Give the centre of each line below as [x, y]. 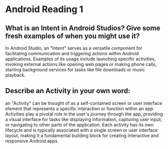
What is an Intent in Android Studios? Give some [83, 28]
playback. [15, 75]
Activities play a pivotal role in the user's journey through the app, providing [84, 114]
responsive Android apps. [32, 141]
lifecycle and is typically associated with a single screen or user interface [81, 130]
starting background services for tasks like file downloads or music [75, 70]
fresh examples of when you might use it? [73, 36]
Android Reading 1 [44, 9]
